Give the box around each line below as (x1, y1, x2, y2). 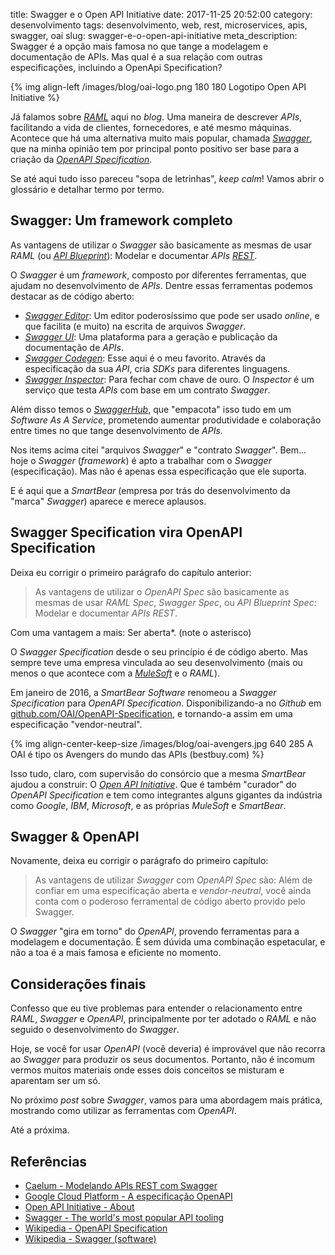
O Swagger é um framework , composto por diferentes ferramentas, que (10, 269, 307, 281)
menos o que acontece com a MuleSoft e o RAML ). (10, 667, 221, 679)
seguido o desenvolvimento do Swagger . (10, 1024, 180, 1036)
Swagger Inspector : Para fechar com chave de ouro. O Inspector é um (24, 373, 315, 385)
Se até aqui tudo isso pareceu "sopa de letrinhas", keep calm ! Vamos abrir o (10, 173, 325, 184)
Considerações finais (10, 975, 147, 993)
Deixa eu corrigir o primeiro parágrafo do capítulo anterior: (10, 566, 252, 578)
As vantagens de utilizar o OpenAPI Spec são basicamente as (34, 585, 290, 598)
